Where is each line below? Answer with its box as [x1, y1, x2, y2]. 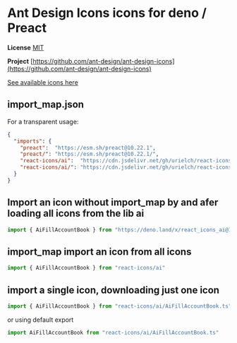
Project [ [7, 56, 33, 65]
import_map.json [7, 99, 85, 111]
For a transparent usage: [7, 117, 79, 126]
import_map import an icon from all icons [7, 246, 192, 258]
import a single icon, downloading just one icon [7, 284, 220, 296]
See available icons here [7, 78, 79, 86]
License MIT [7, 43, 44, 52]
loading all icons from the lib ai [7, 207, 145, 219]
